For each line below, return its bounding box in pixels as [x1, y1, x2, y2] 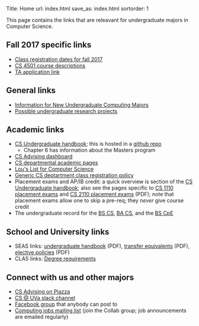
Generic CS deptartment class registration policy [14, 172, 134, 179]
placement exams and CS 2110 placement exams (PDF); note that [14, 191, 174, 198]
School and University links [6, 226, 110, 236]
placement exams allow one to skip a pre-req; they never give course [14, 197, 184, 204]
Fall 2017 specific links [6, 40, 92, 50]
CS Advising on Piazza [14, 288, 70, 295]
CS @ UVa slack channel [14, 295, 76, 302]
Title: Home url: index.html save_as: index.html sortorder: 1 [6, 5, 149, 12]
